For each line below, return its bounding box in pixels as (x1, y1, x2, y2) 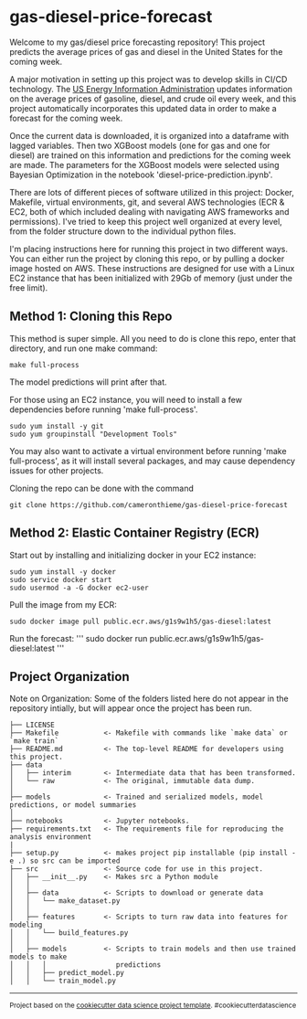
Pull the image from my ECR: (9, 599, 117, 610)
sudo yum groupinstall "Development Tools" (9, 430, 178, 439)
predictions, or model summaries (9, 801, 137, 810)
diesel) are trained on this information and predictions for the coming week (9, 149, 291, 161)
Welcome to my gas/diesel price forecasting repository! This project (9, 37, 266, 48)
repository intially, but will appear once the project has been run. (9, 703, 253, 714)
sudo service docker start (9, 575, 112, 584)
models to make (9, 952, 68, 961)
